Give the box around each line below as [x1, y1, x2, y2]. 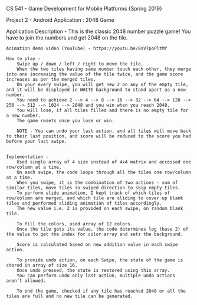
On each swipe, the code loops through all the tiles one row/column [17, 169, 192, 175]
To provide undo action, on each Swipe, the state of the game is [17, 257, 183, 263]
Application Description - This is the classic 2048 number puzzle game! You [6, 28, 191, 35]
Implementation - [6, 154, 49, 160]
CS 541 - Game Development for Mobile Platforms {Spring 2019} [6, 5, 162, 12]
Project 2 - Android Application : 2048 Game [6, 17, 115, 23]
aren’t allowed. [6, 278, 46, 284]
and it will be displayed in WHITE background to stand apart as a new [6, 87, 186, 93]
